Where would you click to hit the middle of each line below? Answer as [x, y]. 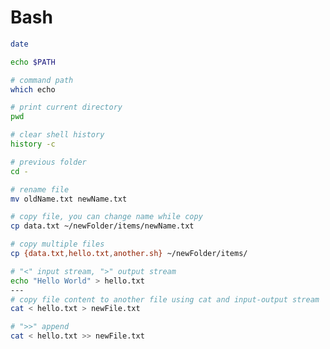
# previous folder [48, 162]
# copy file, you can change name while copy [106, 217]
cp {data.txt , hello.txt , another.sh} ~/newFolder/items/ [129, 254]
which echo [33, 89]
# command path [42, 80]
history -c [33, 144]
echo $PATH [33, 62]
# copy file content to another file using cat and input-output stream [165, 299]
